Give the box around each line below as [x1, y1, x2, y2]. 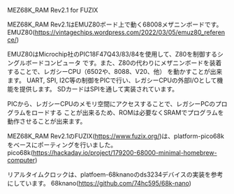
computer [7, 156, 36, 164]
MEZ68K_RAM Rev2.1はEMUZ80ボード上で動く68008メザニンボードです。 [7, 20, 223, 29]
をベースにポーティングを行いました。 [7, 141, 117, 149]
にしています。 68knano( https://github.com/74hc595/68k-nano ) [7, 179, 192, 187]
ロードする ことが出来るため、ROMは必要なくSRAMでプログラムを [31, 108, 224, 117]
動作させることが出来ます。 [7, 117, 87, 125]
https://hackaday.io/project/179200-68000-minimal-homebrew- [32, 149, 218, 156]
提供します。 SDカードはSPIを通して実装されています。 [19, 85, 179, 93]
